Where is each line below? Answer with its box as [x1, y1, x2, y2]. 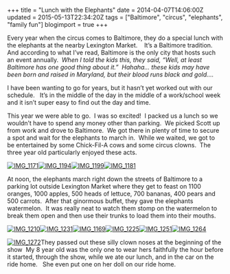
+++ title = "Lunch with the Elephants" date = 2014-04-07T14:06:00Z [7, 6, 204, 14]
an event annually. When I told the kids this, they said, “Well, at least [7, 56, 203, 64]
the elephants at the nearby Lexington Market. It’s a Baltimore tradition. [7, 41, 213, 49]
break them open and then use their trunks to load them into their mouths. [7, 211, 216, 220]
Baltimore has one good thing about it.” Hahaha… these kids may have [7, 63, 210, 71]
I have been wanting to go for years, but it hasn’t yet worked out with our [7, 84, 213, 92]
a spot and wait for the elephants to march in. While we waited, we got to [7, 134, 215, 142]
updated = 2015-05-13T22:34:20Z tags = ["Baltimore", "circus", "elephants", [7, 13, 223, 21]
